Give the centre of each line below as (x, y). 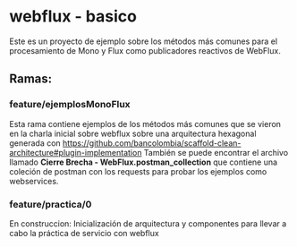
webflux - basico (73, 17)
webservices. (34, 181)
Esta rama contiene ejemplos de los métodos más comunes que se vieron (145, 123)
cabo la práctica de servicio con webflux (84, 233)
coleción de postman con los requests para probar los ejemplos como (138, 171)
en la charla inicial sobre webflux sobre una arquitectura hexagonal (133, 133)
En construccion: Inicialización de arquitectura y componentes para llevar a (148, 223)
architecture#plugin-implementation (76, 152)
